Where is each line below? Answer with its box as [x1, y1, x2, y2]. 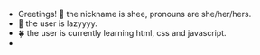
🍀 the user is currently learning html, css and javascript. [17, 28, 227, 38]
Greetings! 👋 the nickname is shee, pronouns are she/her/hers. [17, 9, 252, 19]
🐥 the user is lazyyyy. [17, 18, 97, 29]
